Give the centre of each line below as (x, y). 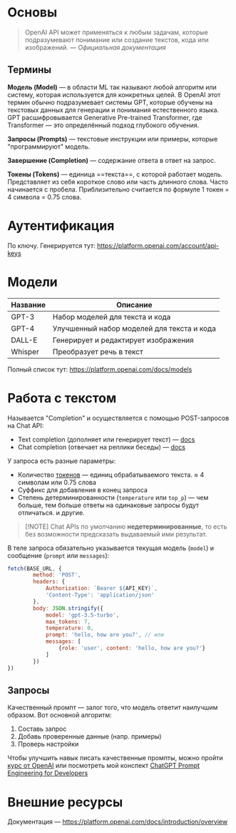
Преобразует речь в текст (98, 351)
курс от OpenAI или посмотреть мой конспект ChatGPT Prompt (104, 766)
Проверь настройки (48, 744)
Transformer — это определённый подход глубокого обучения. (103, 125)
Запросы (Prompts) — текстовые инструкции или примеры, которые (113, 139)
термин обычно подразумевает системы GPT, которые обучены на (110, 102)
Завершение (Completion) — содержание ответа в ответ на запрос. (112, 160)
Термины (30, 70)
